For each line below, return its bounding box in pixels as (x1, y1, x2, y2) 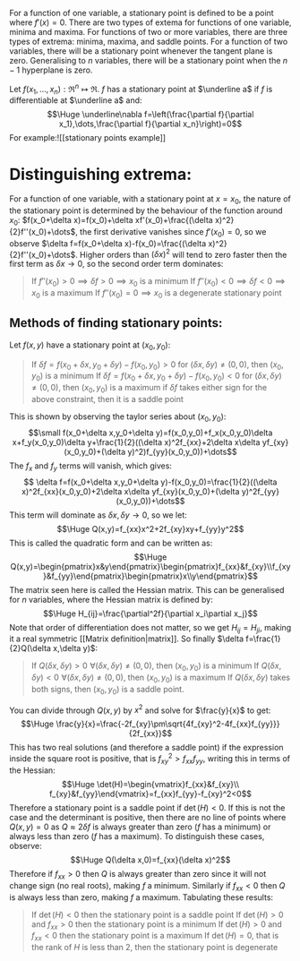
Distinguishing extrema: (9, 164, 193, 184)
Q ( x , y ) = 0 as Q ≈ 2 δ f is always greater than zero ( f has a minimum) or (9, 821, 271, 832)
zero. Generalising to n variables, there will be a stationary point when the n (9, 56, 288, 65)
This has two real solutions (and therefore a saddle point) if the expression (9, 742, 284, 753)
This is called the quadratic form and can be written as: (9, 537, 213, 548)
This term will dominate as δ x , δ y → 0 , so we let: (9, 510, 188, 520)
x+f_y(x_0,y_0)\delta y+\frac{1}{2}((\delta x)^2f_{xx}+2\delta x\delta (12, 436, 261, 447)
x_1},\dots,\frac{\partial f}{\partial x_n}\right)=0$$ (58, 118, 243, 129)
